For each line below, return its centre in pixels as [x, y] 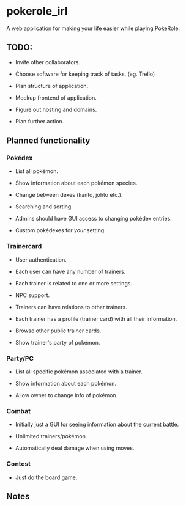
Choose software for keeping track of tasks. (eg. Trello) [85, 74]
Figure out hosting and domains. [56, 109]
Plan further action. [39, 121]
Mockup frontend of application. [56, 97]
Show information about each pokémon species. [76, 183]
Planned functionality [48, 141]
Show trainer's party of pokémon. [58, 342]
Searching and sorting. [44, 207]
